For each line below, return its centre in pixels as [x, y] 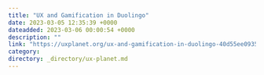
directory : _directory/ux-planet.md [68, 59]
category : [24, 52]
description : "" [35, 37]
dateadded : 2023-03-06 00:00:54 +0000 [71, 30]
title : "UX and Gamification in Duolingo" [79, 15]
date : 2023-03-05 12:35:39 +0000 [63, 23]
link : [17, 45]
